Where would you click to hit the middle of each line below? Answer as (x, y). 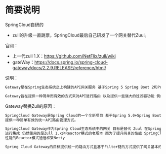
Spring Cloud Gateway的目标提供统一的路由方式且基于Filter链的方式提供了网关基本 (82, 147)
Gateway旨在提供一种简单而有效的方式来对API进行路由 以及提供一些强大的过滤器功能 (80, 96)
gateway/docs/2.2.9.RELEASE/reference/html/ (59, 67)
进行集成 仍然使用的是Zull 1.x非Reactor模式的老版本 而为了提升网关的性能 (74, 133)
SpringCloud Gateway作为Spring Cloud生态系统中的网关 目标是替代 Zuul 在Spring (83, 129)
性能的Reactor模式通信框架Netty (35, 138)
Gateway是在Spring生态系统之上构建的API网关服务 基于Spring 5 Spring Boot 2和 (82, 87)
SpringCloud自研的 (24, 25)
